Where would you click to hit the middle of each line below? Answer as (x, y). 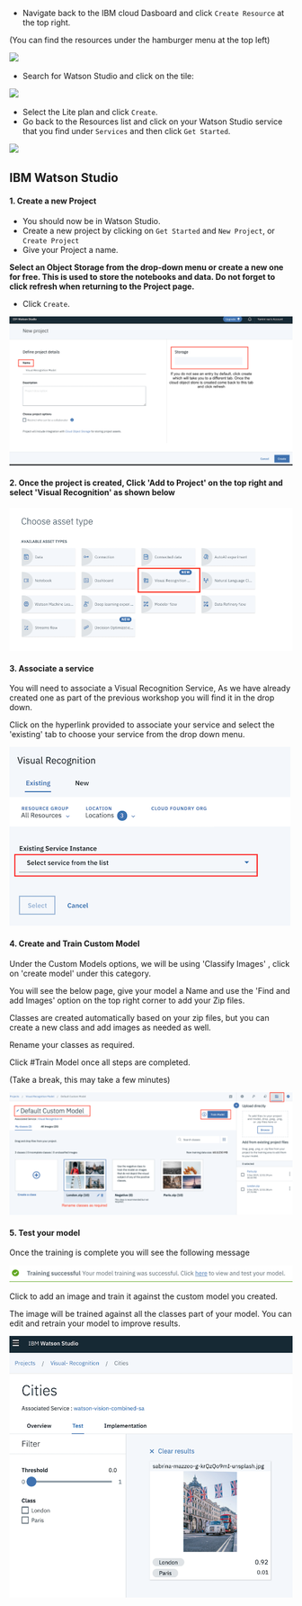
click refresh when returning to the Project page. (102, 286)
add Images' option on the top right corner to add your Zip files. (127, 1000)
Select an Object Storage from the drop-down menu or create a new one (147, 267)
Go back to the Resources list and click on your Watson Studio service (152, 122)
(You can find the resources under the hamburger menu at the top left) (140, 40)
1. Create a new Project (53, 201)
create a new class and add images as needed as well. (110, 1027)
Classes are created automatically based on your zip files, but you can (139, 1017)
